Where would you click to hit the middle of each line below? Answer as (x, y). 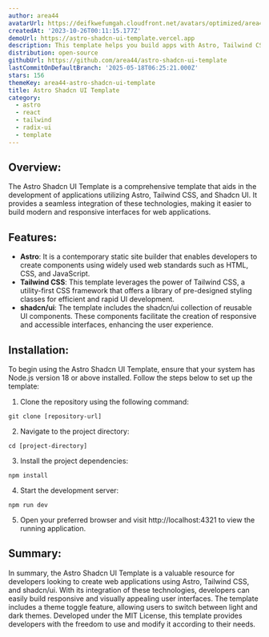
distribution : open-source (53, 53)
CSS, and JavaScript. (55, 274)
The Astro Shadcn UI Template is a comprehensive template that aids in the (132, 187)
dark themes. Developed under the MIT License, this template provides (125, 615)
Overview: (35, 168)
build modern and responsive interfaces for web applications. (110, 212)
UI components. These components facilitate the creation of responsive (138, 316)
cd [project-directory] (48, 446)
